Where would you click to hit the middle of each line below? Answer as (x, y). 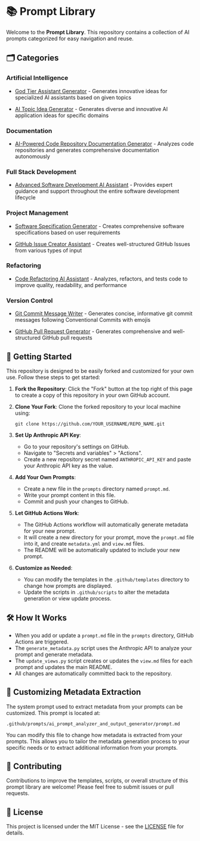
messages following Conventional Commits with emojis (83, 320)
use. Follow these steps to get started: (53, 377)
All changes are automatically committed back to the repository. (93, 673)
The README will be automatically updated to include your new (102, 550)
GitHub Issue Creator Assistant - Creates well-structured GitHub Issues (102, 244)
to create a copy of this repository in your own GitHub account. (92, 395)
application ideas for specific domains (62, 115)
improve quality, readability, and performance (71, 285)
